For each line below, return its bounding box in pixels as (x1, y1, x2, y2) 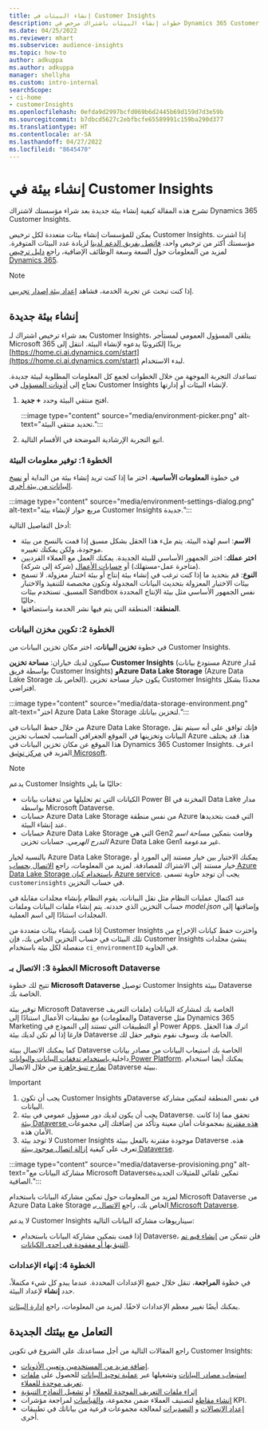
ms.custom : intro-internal (9, 78, 99, 86)
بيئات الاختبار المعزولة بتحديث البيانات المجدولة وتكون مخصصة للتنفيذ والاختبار (20, 579, 250, 588)
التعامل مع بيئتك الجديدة (9, 1325, 112, 1338)
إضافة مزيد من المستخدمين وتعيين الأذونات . (20, 1361, 150, 1371)
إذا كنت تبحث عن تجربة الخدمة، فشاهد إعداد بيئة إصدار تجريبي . (9, 286, 195, 296)
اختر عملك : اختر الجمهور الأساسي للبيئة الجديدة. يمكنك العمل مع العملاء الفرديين (20, 553, 257, 563)
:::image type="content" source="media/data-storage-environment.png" (9, 698, 248, 708)
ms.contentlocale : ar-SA (9, 130, 92, 138)
